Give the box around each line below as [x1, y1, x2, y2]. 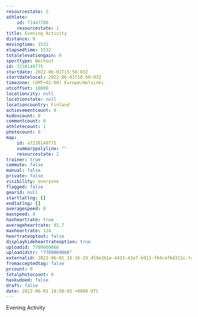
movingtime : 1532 [6, 42, 49, 48]
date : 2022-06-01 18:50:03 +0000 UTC [6, 288, 99, 294]
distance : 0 [6, 36, 35, 42]
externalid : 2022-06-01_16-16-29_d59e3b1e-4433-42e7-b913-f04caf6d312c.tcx [6, 255, 196, 261]
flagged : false [6, 184, 44, 190]
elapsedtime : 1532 [6, 47, 51, 53]
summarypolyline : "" [16, 146, 67, 151]
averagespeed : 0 [6, 206, 46, 212]
